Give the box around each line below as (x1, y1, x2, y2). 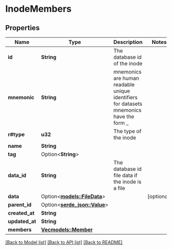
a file (113, 185, 125, 192)
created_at (8, 210, 35, 216)
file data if (113, 172, 138, 179)
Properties (5, 24, 40, 32)
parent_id (8, 201, 32, 208)
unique (113, 87, 131, 95)
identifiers (113, 94, 138, 101)
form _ (113, 120, 129, 126)
